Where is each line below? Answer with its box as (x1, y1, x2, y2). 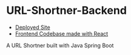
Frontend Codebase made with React (15, 30, 109, 37)
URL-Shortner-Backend (6, 4, 127, 18)
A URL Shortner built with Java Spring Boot (6, 42, 114, 49)
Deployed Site (15, 24, 50, 31)
